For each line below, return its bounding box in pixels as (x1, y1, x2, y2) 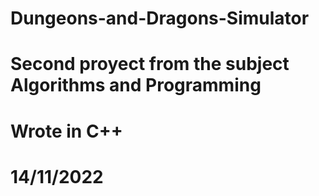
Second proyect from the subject (10, 53, 290, 76)
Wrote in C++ (10, 120, 123, 142)
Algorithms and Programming (10, 74, 262, 97)
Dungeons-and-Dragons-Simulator (10, 7, 310, 30)
